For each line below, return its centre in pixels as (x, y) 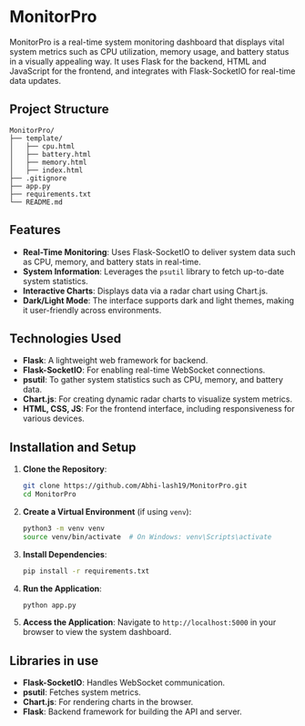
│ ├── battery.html (51, 154)
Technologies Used (65, 338)
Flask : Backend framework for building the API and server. (132, 711)
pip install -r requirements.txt (86, 571)
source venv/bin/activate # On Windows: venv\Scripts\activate (147, 537)
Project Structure (59, 110)
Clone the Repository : (65, 469)
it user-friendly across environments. (92, 310)
